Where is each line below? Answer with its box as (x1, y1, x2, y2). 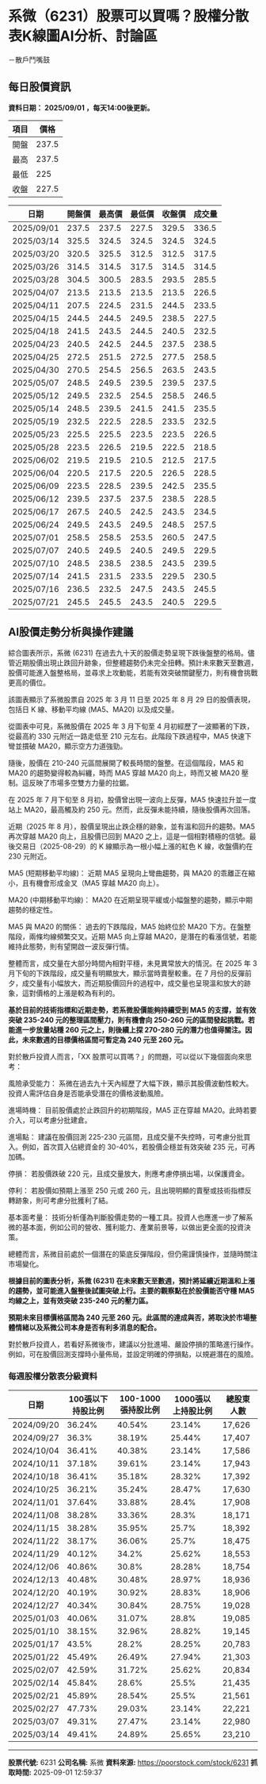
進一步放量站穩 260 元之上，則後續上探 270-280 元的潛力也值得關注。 (14, 1025, 245, 1034)
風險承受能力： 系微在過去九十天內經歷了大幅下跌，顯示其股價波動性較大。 (8, 1078, 253, 1088)
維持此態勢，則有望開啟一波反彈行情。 (8, 941, 133, 951)
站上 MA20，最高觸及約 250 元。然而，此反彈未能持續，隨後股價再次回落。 (8, 805, 255, 814)
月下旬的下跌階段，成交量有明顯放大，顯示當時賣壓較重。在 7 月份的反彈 (8, 968, 245, 978)
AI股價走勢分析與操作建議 (8, 625, 134, 639)
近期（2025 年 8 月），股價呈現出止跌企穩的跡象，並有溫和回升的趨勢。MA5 (8, 821, 256, 831)
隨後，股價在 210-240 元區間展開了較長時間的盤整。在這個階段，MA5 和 (8, 758, 244, 767)
